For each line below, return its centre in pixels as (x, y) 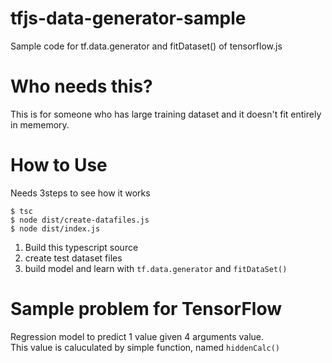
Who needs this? (81, 86)
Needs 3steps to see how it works (80, 193)
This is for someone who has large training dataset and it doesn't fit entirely (166, 114)
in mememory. (40, 124)
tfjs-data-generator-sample (128, 18)
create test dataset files (73, 258)
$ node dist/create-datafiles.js (80, 220)
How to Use (59, 165)
